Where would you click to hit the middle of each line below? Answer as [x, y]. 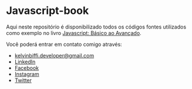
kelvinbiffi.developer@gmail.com [54, 55]
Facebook [27, 67]
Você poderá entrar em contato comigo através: [64, 44]
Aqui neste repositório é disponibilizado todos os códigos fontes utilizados [96, 27]
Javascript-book [48, 11]
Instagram [27, 74]
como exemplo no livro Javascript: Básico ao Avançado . [74, 33]
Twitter [23, 80]
